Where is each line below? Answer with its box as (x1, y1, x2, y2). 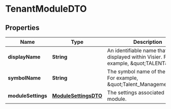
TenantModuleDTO (5, 3, 87, 15)
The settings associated (107, 89, 164, 96)
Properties (5, 23, 40, 32)
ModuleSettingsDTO (52, 92, 103, 99)
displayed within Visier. (107, 53, 163, 60)
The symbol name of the (107, 68, 165, 75)
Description (133, 39, 162, 45)
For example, (107, 74, 138, 81)
